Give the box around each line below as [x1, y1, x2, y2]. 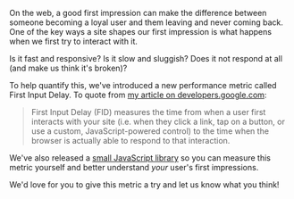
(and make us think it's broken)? [9, 62, 128, 73]
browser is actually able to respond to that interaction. [30, 136, 231, 145]
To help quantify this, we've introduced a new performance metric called [9, 80, 277, 90]
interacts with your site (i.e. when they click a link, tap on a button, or [30, 116, 286, 127]
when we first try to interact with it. [9, 36, 139, 46]
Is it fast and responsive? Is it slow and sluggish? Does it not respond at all [9, 54, 283, 63]
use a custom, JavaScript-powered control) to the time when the [30, 126, 270, 137]
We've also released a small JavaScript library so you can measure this [9, 153, 271, 163]
